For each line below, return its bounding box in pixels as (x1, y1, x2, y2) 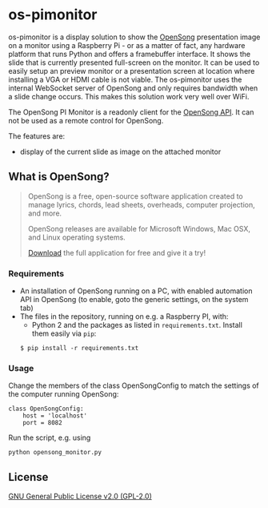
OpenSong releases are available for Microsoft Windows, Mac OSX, (27, 224, 250, 233)
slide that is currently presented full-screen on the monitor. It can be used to (8, 58, 260, 67)
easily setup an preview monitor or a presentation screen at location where (8, 66, 255, 75)
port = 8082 (22, 419, 62, 427)
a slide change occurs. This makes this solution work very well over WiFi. (8, 91, 250, 101)
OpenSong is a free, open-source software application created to (27, 191, 243, 201)
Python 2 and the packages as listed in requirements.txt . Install (31, 321, 242, 330)
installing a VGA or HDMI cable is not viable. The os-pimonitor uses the (8, 75, 242, 84)
